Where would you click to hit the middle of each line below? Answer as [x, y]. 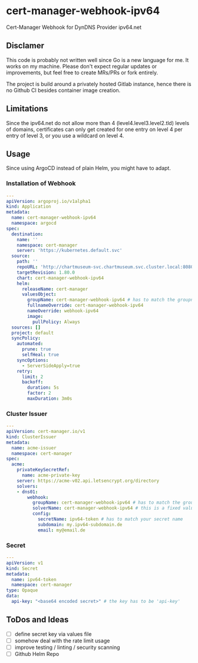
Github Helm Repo [37, 654]
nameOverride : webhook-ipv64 [63, 311]
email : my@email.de [61, 530]
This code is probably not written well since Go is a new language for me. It [98, 60]
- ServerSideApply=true [51, 366]
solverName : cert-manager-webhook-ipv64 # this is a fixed [106, 508]
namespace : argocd [34, 223]
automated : [30, 344]
